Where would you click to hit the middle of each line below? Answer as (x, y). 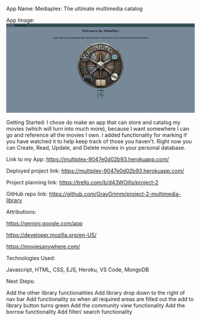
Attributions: (22, 212)
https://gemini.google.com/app (44, 223)
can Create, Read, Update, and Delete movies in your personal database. (96, 147)
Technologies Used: (31, 258)
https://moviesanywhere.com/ (43, 246)
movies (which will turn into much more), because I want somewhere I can (98, 128)
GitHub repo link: (27, 194)
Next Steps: (21, 281)
